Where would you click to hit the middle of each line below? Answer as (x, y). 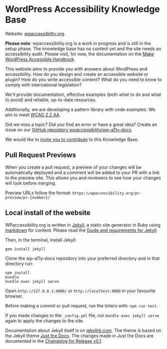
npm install (17, 273)
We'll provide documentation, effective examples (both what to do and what (83, 94)
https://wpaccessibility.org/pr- (107, 193)
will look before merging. (31, 183)
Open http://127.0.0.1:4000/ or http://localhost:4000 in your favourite (80, 291)
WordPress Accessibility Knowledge (82, 9)
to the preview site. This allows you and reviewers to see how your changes (83, 178)
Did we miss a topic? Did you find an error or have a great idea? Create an (81, 124)
